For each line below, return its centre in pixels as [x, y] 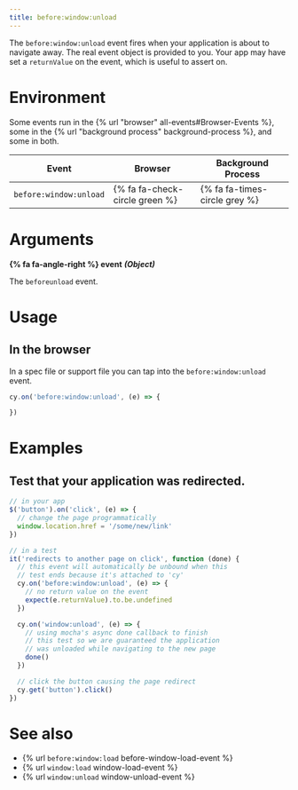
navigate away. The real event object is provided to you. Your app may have [148, 52]
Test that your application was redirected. [127, 481]
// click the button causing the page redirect [107, 681]
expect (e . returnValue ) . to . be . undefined [99, 600]
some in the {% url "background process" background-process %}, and [141, 131]
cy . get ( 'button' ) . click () [65, 690]
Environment [58, 97]
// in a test [33, 550]
